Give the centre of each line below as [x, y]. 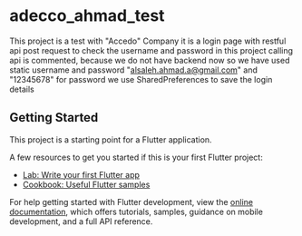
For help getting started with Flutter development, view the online [132, 202]
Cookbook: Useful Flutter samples [86, 184]
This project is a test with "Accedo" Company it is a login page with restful [148, 41]
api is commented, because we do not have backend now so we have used [150, 60]
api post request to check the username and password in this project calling [151, 50]
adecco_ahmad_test [87, 16]
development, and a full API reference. [81, 221]
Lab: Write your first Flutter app [81, 174]
